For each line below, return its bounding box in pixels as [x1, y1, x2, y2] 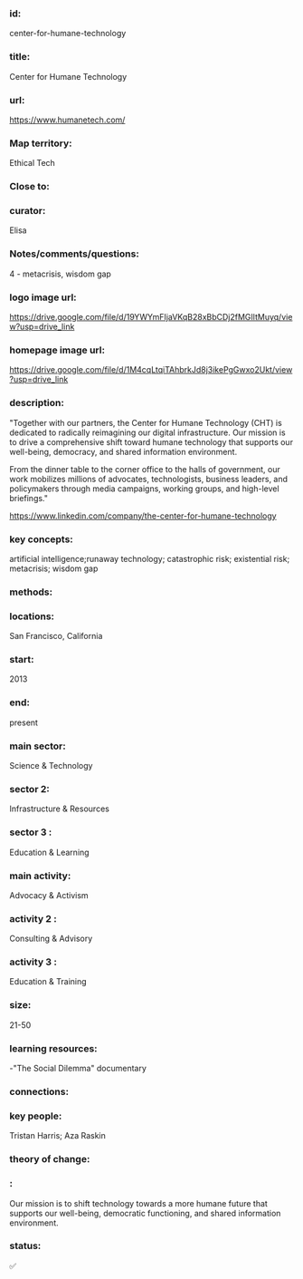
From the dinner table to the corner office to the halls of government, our [9, 463, 280, 474]
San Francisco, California [9, 631, 103, 642]
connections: [9, 1086, 70, 1098]
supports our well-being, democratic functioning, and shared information [9, 1207, 281, 1218]
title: [9, 51, 31, 63]
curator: [9, 205, 46, 218]
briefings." [9, 492, 48, 503]
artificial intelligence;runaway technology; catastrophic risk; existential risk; [9, 553, 290, 564]
